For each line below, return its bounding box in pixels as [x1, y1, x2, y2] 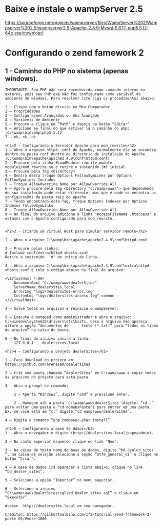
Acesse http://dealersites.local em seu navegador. [5, 503, 115, 508]
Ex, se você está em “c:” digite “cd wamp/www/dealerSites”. [5, 409, 132, 414]
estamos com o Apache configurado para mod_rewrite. [5, 216, 115, 221]
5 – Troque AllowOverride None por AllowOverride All [5, 181, 117, 187]
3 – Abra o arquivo [5, 263, 45, 268]
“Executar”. [5, 495, 29, 500]
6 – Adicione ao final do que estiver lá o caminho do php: [5, 126, 130, 131]
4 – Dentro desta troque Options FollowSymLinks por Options [5, 173, 132, 178]
